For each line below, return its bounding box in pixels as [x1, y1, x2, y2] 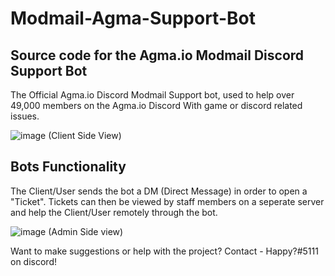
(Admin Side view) [48, 225, 124, 237]
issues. [10, 110, 40, 122]
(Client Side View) [48, 130, 122, 141]
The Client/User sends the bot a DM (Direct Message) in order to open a [10, 185, 308, 197]
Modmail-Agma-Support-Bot [10, 7, 256, 30]
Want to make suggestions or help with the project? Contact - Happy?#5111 [10, 245, 319, 257]
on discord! [10, 255, 57, 267]
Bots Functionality [10, 158, 127, 176]
